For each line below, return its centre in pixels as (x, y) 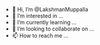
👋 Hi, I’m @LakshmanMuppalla (50, 9)
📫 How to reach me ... (40, 36)
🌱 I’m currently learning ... (44, 22)
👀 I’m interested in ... (38, 16)
